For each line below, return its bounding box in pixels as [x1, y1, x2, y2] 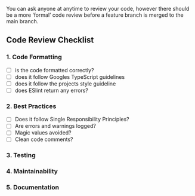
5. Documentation [6, 183, 60, 192]
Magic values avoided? [14, 129, 72, 136]
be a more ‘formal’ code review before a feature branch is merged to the [6, 11, 184, 19]
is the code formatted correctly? [14, 66, 94, 73]
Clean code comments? [14, 136, 73, 143]
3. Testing [6, 151, 36, 160]
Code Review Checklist [6, 35, 94, 45]
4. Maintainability [6, 167, 58, 176]
